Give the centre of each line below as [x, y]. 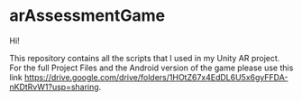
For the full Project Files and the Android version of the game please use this [151, 68]
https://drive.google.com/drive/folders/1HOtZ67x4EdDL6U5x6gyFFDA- [156, 77]
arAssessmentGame [87, 16]
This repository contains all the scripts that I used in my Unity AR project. [145, 58]
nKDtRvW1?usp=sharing [54, 87]
